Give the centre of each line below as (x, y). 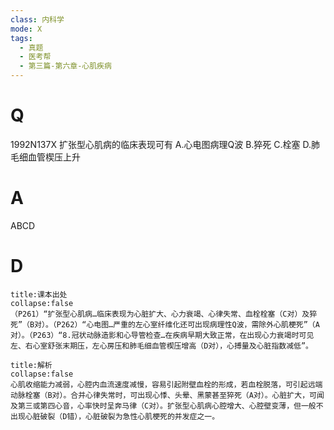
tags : (21, 38)
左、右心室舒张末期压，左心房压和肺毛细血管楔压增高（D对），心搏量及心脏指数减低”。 (161, 346)
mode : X (26, 29)
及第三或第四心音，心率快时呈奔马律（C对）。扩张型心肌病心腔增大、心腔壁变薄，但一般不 (167, 406)
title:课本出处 (39, 294)
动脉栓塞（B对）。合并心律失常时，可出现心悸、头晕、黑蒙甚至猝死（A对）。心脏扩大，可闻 (167, 395)
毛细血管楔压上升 (45, 157)
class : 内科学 (37, 19)
